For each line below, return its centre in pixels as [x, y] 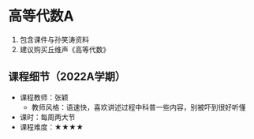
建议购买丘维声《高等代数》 [65, 49]
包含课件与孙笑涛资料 [54, 39]
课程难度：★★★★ [52, 126]
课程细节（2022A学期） [67, 77]
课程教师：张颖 [44, 97]
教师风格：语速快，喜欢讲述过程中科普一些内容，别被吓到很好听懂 [138, 107]
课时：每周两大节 [47, 117]
